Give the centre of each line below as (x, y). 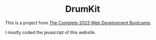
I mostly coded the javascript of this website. (50, 32)
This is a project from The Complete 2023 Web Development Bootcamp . (78, 23)
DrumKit (83, 9)
